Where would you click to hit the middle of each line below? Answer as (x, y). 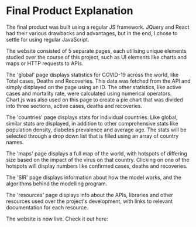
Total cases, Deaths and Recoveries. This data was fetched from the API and (98, 81)
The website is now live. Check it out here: (57, 219)
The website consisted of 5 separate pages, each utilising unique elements (96, 50)
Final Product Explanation (70, 11)
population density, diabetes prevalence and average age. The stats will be (96, 130)
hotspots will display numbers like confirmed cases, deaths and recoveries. (97, 166)
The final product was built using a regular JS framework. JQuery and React (98, 27)
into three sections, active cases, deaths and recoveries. (74, 106)
